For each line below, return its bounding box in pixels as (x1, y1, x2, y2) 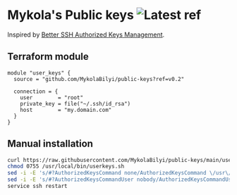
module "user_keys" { (7, 69, 71, 77)
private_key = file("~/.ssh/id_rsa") (20, 100, 131, 107)
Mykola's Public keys (7, 7, 134, 23)
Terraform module (7, 51, 90, 63)
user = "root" (20, 94, 83, 101)
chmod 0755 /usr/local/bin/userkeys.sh (7, 163, 125, 170)
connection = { (13, 88, 59, 95)
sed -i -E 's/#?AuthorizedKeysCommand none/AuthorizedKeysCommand (7, 170, 207, 177)
